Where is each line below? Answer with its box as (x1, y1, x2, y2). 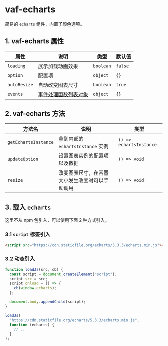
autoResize (7, 82, 33, 87)
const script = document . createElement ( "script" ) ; (9, 272, 117, 277)
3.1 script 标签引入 (5, 231, 51, 238)
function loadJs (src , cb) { (5, 267, 64, 272)
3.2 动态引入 (5, 255, 35, 262)
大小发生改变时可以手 (58, 177, 109, 184)
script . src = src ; (9, 276, 48, 281)
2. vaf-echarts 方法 (5, 109, 66, 118)
